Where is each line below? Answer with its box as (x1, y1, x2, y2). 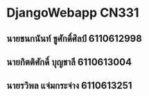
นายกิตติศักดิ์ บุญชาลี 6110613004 (6, 56, 132, 67)
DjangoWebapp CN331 (6, 5, 139, 21)
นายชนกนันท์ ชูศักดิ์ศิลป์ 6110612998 (6, 33, 143, 45)
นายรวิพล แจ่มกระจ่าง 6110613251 (6, 80, 132, 92)
